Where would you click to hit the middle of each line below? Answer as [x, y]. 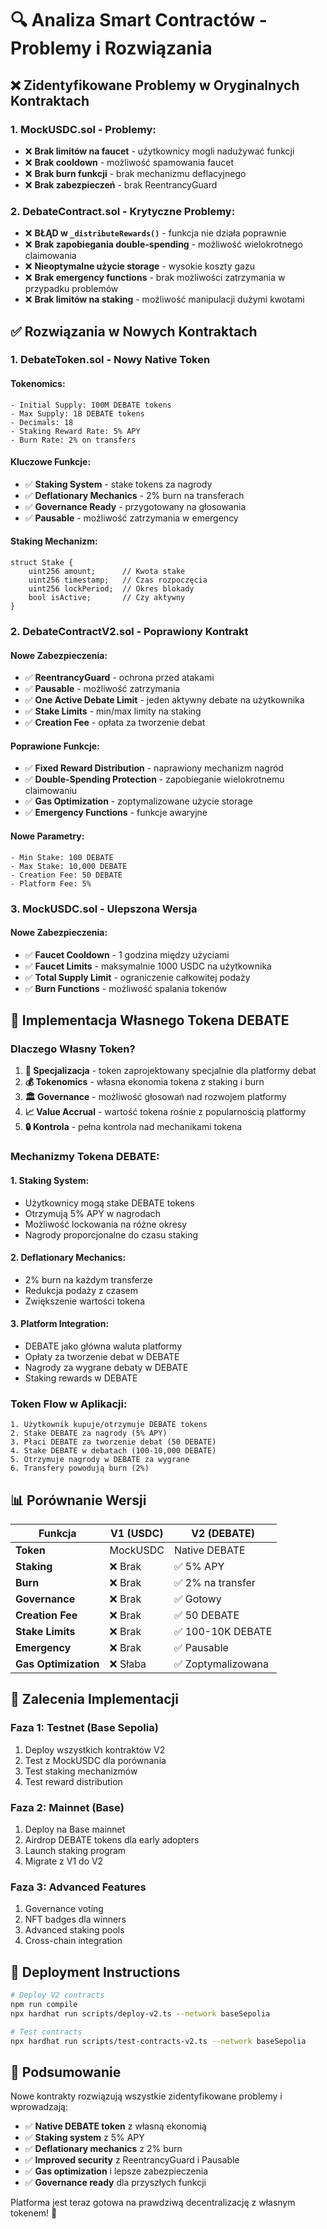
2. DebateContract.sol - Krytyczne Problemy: [123, 211]
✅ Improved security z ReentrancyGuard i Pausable [132, 2160]
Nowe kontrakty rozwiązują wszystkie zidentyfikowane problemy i [146, 2096]
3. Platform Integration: [60, 1324]
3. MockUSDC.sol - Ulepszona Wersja [104, 909]
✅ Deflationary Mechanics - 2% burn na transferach [134, 495]
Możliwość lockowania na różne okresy [106, 1224]
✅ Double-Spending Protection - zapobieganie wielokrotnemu [154, 779]
